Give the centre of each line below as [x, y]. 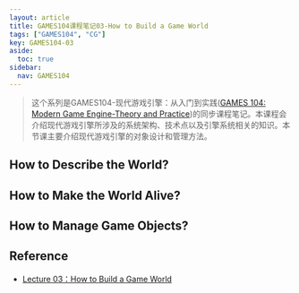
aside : [21, 51]
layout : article [39, 17]
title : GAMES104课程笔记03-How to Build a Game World [109, 26]
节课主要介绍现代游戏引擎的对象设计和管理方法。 [121, 136]
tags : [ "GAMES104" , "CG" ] [57, 34]
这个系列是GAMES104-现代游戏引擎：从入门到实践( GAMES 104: [149, 102]
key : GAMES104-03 [42, 43]
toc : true [35, 59]
